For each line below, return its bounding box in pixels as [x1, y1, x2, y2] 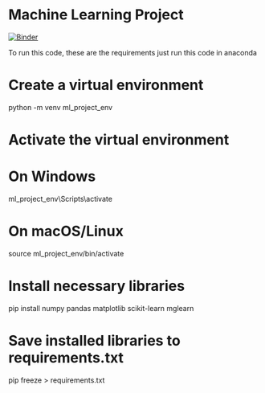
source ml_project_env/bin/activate [8, 248, 124, 258]
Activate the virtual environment [8, 131, 230, 149]
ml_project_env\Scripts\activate [8, 194, 112, 203]
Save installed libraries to [8, 332, 181, 350]
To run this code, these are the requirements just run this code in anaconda [8, 47, 257, 57]
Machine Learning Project [8, 6, 185, 24]
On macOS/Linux [8, 223, 124, 240]
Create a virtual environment [8, 76, 204, 94]
